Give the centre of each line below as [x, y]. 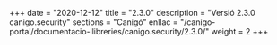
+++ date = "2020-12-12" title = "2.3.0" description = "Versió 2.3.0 [132, 13]
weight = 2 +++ [240, 31]
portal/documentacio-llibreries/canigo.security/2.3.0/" [109, 31]
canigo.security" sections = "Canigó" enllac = [94, 22]
